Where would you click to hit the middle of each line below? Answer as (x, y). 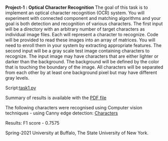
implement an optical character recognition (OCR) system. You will (75, 13)
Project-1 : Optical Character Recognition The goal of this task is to (77, 7)
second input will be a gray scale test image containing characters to (78, 51)
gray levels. (17, 78)
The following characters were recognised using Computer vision (74, 108)
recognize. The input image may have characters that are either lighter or (82, 56)
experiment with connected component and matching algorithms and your (83, 18)
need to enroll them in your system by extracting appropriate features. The (83, 45)
